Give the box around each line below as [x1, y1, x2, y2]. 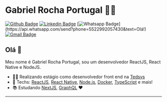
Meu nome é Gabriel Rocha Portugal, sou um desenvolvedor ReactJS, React [5, 59, 161, 65]
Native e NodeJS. [5, 64, 41, 70]
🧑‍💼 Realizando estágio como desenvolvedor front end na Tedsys [12, 74, 145, 80]
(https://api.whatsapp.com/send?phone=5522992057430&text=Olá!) [5, 26, 147, 32]
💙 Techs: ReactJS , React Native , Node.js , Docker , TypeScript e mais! [12, 79, 153, 85]
